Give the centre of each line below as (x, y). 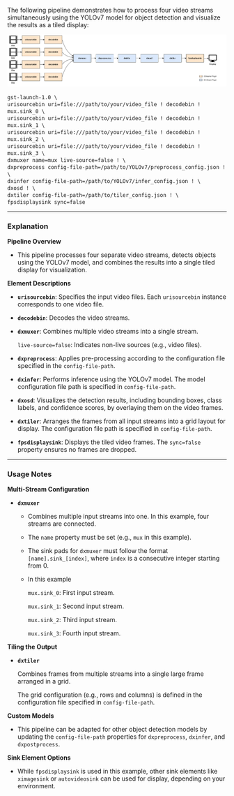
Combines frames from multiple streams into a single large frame (110, 674)
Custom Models (31, 716)
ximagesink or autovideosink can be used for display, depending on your (121, 779)
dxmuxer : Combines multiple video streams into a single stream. (108, 332)
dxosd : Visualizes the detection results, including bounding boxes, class (119, 400)
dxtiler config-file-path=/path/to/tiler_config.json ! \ (93, 195)
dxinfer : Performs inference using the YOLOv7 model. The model (111, 379)
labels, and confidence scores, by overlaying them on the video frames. (120, 408)
